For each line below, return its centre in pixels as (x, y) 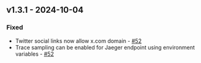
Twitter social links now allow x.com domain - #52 (78, 41)
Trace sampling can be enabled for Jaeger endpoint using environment (105, 47)
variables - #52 (34, 54)
